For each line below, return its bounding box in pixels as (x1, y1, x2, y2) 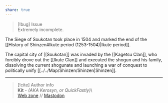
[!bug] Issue (17, 21, 42, 27)
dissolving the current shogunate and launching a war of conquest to (5, 62, 147, 68)
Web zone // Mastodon (17, 92, 65, 98)
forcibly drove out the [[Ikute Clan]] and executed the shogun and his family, (5, 56, 162, 63)
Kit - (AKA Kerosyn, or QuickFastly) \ (17, 87, 92, 93)
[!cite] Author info (17, 81, 54, 88)
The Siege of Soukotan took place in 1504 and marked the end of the (5, 36, 147, 42)
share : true (5, 7, 30, 13)
